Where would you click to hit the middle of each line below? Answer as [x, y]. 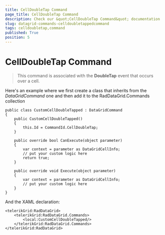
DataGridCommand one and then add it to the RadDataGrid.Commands [77, 96]
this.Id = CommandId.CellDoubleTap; [61, 127]
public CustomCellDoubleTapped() [48, 119]
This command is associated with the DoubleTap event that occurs [85, 75]
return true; [36, 158]
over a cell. [28, 81]
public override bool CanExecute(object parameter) [68, 140]
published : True [22, 33]
